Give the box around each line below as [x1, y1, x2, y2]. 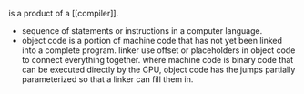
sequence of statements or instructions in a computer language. [21, 26, 263, 36]
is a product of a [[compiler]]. [8, 8, 119, 18]
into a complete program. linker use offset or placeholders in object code [21, 45, 296, 56]
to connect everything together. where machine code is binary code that [21, 55, 294, 65]
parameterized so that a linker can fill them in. [21, 74, 194, 85]
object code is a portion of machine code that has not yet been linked [21, 36, 283, 46]
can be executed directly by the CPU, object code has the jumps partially [21, 64, 296, 75]
